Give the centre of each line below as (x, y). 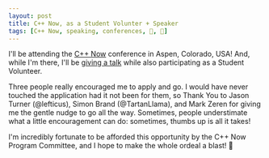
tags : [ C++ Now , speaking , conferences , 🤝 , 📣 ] (88, 31)
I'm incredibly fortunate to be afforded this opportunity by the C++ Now (127, 137)
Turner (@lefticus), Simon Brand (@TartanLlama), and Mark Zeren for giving (134, 104)
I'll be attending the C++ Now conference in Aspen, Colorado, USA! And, (129, 54)
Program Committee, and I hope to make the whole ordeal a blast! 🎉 (121, 146)
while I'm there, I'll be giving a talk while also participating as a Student (126, 62)
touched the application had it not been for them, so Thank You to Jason (129, 96)
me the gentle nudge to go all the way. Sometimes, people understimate (128, 113)
